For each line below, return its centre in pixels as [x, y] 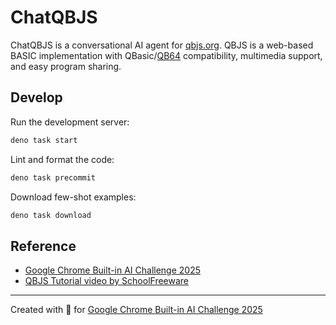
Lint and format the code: [62, 159]
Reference [43, 246]
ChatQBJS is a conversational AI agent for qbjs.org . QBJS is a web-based [162, 45]
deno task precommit [53, 177]
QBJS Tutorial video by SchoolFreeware [107, 281]
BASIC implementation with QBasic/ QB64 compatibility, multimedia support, [166, 55]
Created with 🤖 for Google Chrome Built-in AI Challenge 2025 [136, 310]
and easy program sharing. [66, 66]
